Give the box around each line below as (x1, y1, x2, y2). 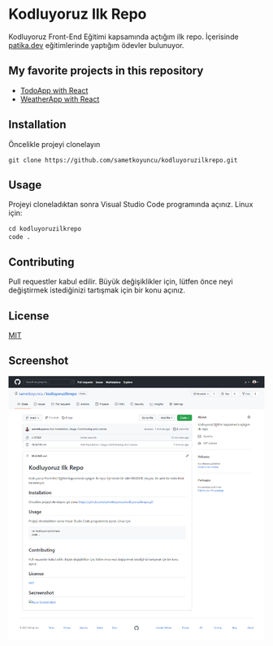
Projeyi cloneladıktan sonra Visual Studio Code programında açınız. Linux (8, 200, 253, 210)
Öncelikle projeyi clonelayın (8, 139, 101, 149)
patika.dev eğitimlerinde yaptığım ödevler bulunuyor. (8, 40, 184, 50)
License (8, 309, 50, 323)
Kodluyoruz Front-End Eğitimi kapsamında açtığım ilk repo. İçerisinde (8, 32, 239, 41)
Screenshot (8, 354, 69, 368)
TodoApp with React (19, 85, 89, 95)
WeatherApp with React (19, 94, 100, 104)
